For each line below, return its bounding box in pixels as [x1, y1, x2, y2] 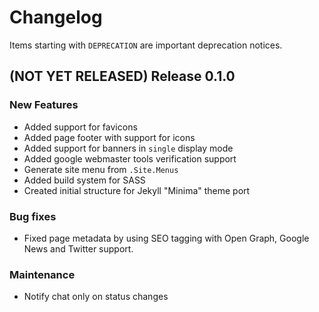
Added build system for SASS [23, 174, 146, 186]
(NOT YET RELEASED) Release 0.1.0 [9, 68, 236, 85]
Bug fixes [9, 209, 57, 223]
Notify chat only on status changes [23, 291, 169, 303]
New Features [9, 98, 79, 112]
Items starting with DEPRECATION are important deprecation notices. [9, 39, 283, 51]
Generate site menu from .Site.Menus [23, 163, 179, 175]
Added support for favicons [23, 121, 138, 133]
